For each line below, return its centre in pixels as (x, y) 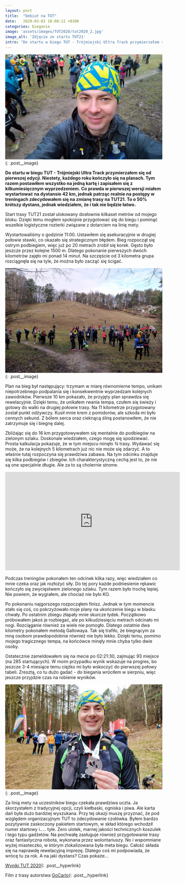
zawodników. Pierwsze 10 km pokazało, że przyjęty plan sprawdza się (77, 397)
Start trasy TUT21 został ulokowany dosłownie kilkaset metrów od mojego (81, 214)
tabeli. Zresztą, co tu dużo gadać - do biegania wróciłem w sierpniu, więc (81, 672)
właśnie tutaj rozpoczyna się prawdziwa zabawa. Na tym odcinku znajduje (82, 454)
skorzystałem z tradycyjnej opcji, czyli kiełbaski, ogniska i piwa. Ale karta (80, 808)
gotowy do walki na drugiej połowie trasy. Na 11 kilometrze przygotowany (80, 407)
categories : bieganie (28, 26)
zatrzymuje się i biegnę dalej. (35, 423)
